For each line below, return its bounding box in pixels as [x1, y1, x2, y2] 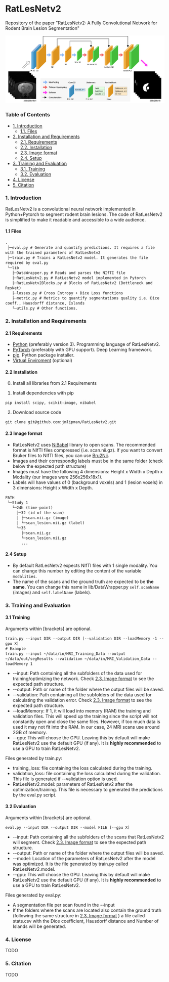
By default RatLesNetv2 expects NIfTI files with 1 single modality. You [12, 562, 158, 568]
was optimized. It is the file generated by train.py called [12, 861, 129, 867]
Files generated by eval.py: [5, 892, 62, 898]
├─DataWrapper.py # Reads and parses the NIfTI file [12, 271, 125, 276]
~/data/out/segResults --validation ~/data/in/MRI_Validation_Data [5, 656, 151, 661]
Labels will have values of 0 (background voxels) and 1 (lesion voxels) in [12, 479, 163, 485]
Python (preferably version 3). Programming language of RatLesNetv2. [12, 341, 160, 347]
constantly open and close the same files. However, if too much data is [12, 719, 160, 725]
